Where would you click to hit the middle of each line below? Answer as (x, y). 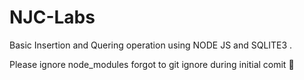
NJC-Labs (52, 17)
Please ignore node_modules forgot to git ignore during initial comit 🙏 (152, 64)
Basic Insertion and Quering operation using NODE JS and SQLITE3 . (151, 45)
